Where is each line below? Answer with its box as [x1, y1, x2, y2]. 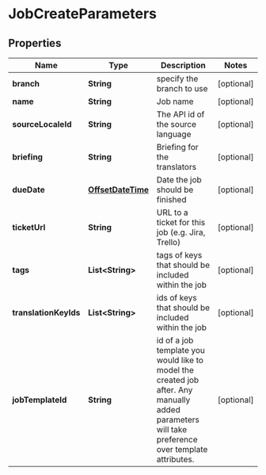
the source [156, 119, 196, 129]
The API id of [156, 109, 205, 120]
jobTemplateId [12, 394, 67, 405]
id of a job [156, 335, 194, 346]
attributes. [156, 454, 195, 465]
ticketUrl [12, 222, 46, 232]
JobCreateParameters [8, 5, 157, 23]
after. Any [156, 385, 193, 395]
